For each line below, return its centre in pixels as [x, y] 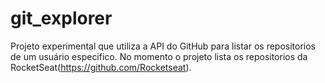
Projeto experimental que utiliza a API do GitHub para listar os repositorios [163, 46]
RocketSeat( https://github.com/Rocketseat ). [101, 67]
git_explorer [61, 18]
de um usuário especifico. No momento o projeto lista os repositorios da [159, 56]
